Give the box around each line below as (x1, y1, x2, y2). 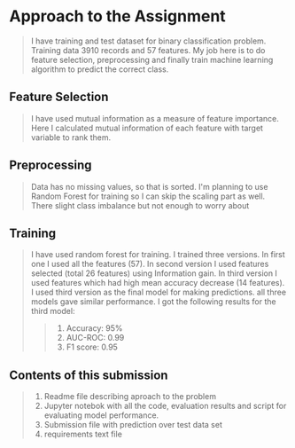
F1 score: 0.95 (66, 342, 118, 352)
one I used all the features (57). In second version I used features (30, 259, 269, 270)
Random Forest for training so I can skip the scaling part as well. (30, 191, 266, 201)
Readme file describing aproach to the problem (43, 391, 217, 402)
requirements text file (43, 428, 122, 440)
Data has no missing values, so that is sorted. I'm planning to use (30, 181, 268, 192)
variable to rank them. (30, 131, 112, 143)
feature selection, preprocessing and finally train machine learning (30, 54, 274, 65)
